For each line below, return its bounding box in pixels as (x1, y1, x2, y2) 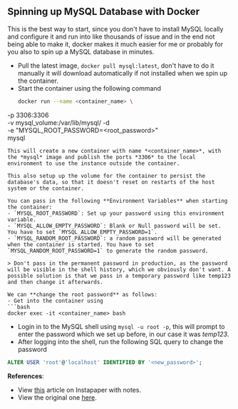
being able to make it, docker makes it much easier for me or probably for (7, 39, 224, 49)
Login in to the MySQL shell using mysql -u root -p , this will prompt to (17, 322, 226, 330)
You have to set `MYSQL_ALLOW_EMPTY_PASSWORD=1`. (7, 228, 158, 236)
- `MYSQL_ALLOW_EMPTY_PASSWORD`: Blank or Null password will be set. (7, 222, 222, 229)
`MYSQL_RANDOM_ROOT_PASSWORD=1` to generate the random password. (7, 247, 209, 254)
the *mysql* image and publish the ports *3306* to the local (7, 153, 196, 161)
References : (7, 371, 44, 380)
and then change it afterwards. (7, 278, 103, 286)
